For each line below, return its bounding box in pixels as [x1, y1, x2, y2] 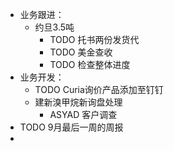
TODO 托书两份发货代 [49, 34, 140, 45]
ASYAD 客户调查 [49, 109, 118, 120]
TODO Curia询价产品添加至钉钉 [34, 84, 164, 95]
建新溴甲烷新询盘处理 [34, 96, 123, 108]
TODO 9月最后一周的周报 [19, 121, 124, 133]
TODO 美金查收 [49, 46, 113, 58]
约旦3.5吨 [34, 21, 75, 33]
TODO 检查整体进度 [49, 59, 131, 70]
